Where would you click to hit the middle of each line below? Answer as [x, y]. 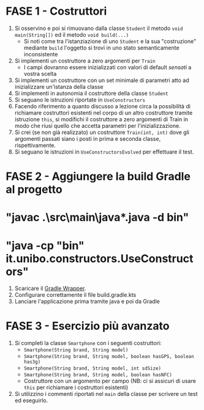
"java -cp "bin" [45, 245]
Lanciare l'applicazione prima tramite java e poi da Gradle [87, 302]
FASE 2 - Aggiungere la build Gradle [98, 177]
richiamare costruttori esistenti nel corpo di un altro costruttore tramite [104, 113]
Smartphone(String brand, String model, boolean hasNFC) [98, 375]
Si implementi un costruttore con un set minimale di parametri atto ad [102, 80]
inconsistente [41, 54]
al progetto [34, 189]
